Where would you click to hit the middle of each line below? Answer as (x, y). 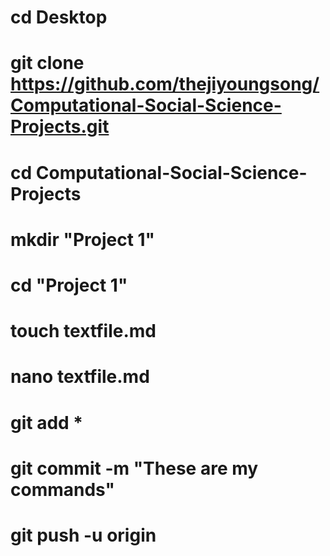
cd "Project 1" (69, 285)
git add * (47, 422)
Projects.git (60, 127)
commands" (63, 489)
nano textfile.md (80, 377)
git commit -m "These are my (134, 468)
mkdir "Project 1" (83, 239)
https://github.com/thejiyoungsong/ (165, 84)
